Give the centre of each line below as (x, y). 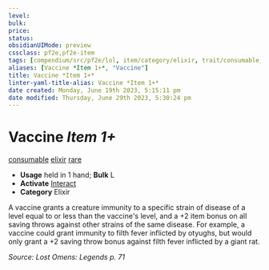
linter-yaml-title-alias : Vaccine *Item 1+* (84, 83)
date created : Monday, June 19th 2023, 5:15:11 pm (94, 90)
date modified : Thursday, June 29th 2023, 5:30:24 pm (100, 98)
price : (19, 30)
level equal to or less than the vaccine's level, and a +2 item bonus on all (128, 216)
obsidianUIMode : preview (50, 46)
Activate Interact (48, 183)
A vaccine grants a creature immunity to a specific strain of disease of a (127, 208)
